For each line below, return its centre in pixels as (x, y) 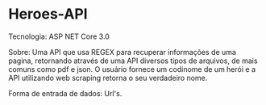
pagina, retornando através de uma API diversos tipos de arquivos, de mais (133, 61)
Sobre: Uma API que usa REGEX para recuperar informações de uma (122, 52)
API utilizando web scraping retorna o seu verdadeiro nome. (108, 78)
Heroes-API (48, 14)
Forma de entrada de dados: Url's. (65, 93)
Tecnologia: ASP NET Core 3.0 (59, 36)
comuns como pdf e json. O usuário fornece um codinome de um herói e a (132, 69)
